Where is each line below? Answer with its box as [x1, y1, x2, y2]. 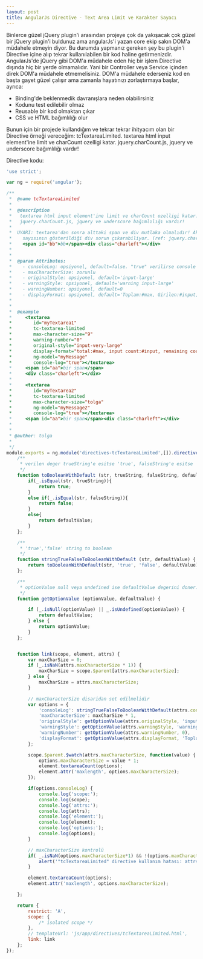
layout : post [6, 8, 39, 15]
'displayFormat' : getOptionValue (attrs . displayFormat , [38, 735, 180, 741]
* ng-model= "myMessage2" [8, 405, 91, 411]
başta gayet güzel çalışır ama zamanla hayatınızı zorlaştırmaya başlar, [6, 76, 179, 84]
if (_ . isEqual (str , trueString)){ [28, 477, 112, 484]
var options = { [28, 701, 69, 707]
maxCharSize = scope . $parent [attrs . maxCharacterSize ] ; [38, 668, 180, 674]
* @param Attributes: [8, 258, 66, 264]
